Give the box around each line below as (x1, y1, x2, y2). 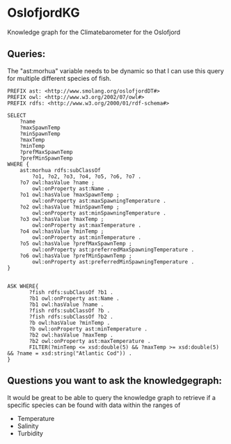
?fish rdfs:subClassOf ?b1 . (29, 289, 113, 296)
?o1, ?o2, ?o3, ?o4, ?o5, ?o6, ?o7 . (32, 173, 141, 180)
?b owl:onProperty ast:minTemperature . (29, 326, 148, 332)
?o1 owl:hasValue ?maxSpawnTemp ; (19, 191, 120, 198)
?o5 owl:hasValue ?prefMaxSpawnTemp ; (19, 240, 132, 247)
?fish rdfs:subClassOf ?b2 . (29, 313, 113, 320)
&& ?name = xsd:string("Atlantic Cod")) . (7, 350, 132, 357)
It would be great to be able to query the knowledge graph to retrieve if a (7, 393, 216, 401)
